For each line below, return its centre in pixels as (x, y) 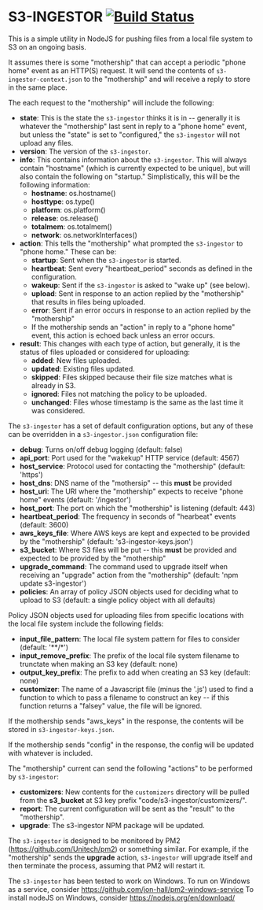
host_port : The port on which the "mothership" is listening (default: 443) (137, 508)
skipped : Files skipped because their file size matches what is (132, 377)
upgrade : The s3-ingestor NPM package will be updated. (112, 825)
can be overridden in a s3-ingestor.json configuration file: (103, 434)
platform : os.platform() (68, 209)
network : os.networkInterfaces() (84, 235)
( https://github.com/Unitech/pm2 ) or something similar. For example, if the (128, 849)
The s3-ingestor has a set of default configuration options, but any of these (131, 426)
